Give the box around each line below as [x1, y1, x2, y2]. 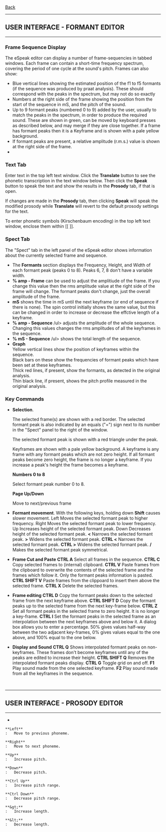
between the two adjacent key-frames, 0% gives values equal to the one [12, 629, 161, 635]
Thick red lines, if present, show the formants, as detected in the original [12, 367, 160, 373]
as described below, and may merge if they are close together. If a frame [12, 122, 161, 128]
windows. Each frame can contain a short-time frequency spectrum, [5, 60, 144, 66]
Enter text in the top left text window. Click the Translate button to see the [5, 173, 156, 178]
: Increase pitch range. [5, 783, 61, 788]
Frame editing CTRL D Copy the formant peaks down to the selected [12, 593, 153, 598]
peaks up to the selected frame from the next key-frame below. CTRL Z [12, 603, 158, 609]
